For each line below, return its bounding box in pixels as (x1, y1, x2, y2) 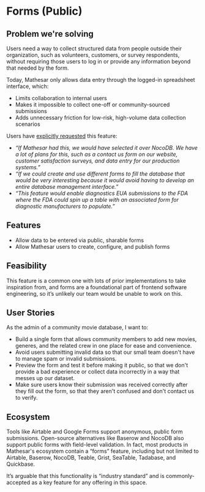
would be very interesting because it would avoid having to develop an (15, 177, 195, 184)
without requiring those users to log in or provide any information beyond (6, 58, 191, 65)
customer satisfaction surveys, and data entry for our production (15, 157, 180, 164)
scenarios (15, 120, 41, 128)
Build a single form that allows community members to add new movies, (15, 336, 197, 343)
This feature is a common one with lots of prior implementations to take (6, 277, 187, 284)
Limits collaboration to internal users (15, 95, 107, 101)
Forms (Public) (6, 4, 83, 18)
